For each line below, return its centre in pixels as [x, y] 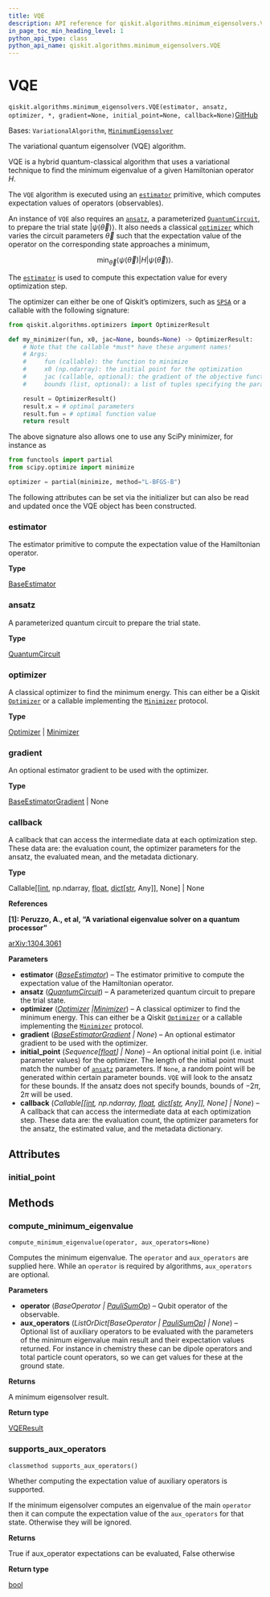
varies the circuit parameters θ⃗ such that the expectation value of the [125, 236]
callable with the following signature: [69, 310]
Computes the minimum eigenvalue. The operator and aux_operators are [129, 1258]
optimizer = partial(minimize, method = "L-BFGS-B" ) [95, 482]
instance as [27, 445]
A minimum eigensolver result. [59, 1397]
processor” [28, 928]
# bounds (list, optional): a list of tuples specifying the [135, 384]
